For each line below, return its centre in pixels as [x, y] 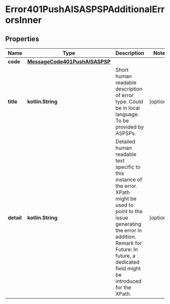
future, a [125, 256]
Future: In [127, 249]
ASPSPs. [126, 133]
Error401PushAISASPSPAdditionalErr [85, 9]
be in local [128, 108]
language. [127, 114]
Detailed [125, 142]
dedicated [127, 262]
